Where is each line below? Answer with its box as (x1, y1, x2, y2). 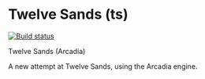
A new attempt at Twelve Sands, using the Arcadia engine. (8, 61, 198, 71)
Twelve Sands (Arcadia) (8, 46, 86, 56)
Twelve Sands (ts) (8, 5, 129, 23)
